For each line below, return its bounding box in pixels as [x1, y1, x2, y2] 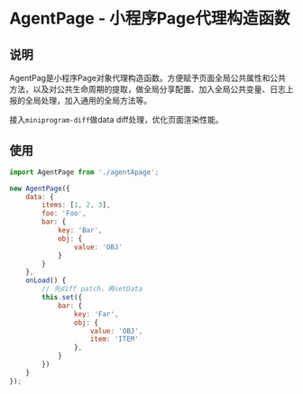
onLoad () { [25, 276, 67, 285]
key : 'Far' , [73, 309, 119, 318]
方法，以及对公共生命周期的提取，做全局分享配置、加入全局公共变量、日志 [9, 84, 286, 95]
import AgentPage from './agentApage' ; [9, 168, 160, 177]
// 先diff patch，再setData [41, 285, 143, 294]
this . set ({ [41, 293, 83, 302]
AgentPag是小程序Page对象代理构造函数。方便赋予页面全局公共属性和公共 [9, 73, 287, 83]
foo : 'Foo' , [41, 209, 87, 218]
